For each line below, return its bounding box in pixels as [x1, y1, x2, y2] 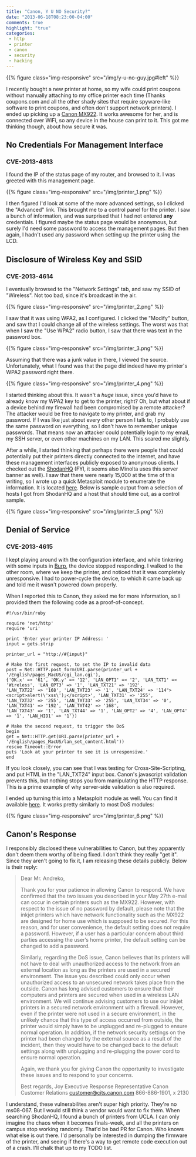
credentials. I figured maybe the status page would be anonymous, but [6, 219, 177, 226]
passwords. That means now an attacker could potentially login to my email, [6, 429, 190, 436]
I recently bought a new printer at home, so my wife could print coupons [6, 85, 181, 92]
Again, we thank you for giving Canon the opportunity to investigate [20, 1065, 184, 1072]
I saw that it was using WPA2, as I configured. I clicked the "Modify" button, [6, 314, 189, 321]
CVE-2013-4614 [6, 272, 53, 280]
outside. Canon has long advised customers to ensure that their [20, 985, 174, 992]
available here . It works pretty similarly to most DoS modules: [6, 801, 154, 808]
